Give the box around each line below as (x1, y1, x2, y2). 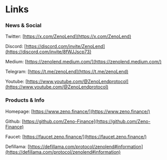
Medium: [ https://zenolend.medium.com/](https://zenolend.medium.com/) (5, 59, 162, 65)
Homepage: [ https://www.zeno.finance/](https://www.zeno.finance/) (5, 108, 150, 115)
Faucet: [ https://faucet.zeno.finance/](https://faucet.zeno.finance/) (5, 133, 147, 140)
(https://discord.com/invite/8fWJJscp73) (5, 49, 92, 55)
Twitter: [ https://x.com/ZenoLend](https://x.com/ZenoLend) (5, 33, 132, 39)
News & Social (5, 22, 42, 29)
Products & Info (5, 97, 45, 104)
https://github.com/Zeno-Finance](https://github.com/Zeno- (23, 118, 151, 124)
